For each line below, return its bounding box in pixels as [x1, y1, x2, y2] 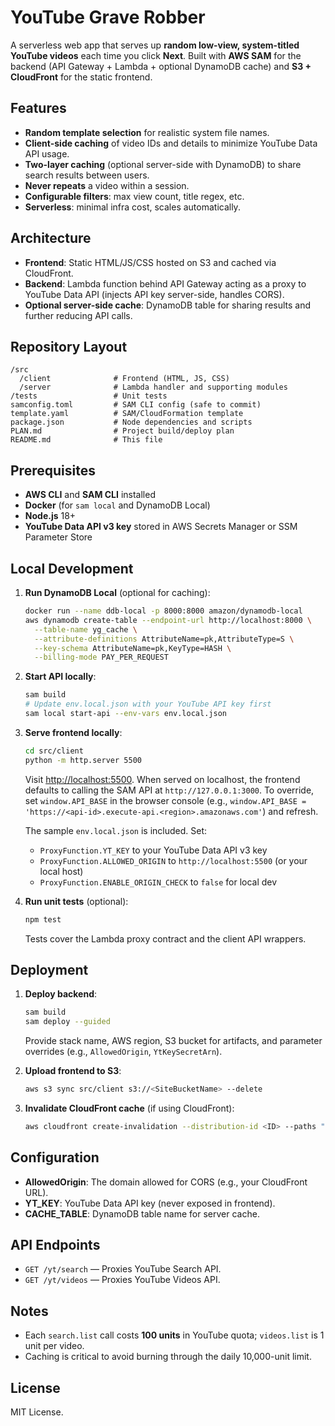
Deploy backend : [24, 988, 98, 1000]
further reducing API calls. [24, 309, 133, 321]
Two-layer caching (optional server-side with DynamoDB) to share [24, 158, 302, 170]
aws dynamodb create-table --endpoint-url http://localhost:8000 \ [24, 615, 312, 625]
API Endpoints [10, 1237, 101, 1254]
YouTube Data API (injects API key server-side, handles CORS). [24, 288, 285, 300]
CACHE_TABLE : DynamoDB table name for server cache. [24, 1207, 260, 1220]
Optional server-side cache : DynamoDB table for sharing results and [24, 299, 312, 311]
